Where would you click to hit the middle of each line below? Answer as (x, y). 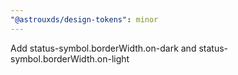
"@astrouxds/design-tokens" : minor (84, 19)
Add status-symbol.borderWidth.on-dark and (103, 48)
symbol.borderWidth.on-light (70, 58)
